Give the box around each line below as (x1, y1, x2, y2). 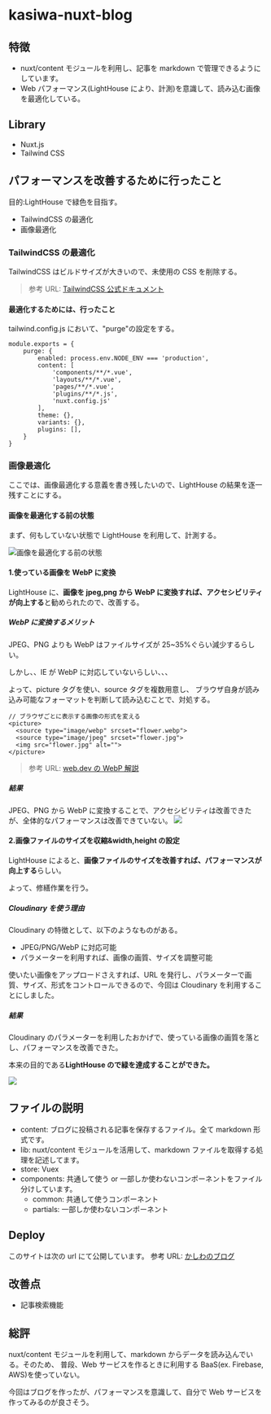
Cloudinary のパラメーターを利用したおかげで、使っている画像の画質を (8, 1032, 246, 1042)
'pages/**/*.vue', (51, 383, 115, 392)
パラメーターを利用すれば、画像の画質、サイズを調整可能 (20, 952, 213, 962)
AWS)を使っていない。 (8, 1370, 85, 1380)
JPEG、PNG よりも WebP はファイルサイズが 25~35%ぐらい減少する (8, 639, 242, 649)
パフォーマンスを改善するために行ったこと (8, 173, 222, 188)
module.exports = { (8, 340, 75, 348)
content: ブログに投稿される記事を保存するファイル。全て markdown (20, 1124, 252, 1134)
